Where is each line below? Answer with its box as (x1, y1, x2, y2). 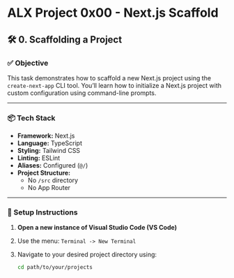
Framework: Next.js (17, 131, 75, 140)
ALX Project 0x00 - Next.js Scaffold (7, 5, 219, 21)
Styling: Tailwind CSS (17, 147, 81, 155)
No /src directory (27, 176, 79, 184)
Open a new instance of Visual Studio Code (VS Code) (17, 224, 178, 232)
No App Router (27, 184, 71, 192)
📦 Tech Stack (7, 113, 56, 123)
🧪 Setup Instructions (7, 207, 78, 217)
